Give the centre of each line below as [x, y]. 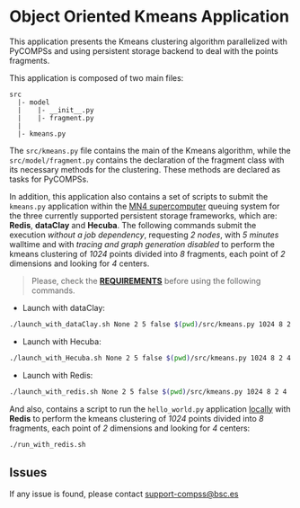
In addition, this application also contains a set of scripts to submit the [139, 196]
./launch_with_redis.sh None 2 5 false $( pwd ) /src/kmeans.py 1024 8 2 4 [148, 392]
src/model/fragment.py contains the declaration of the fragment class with [147, 160]
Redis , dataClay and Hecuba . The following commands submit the [133, 225]
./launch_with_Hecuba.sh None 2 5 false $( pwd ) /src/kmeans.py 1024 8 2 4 [150, 358]
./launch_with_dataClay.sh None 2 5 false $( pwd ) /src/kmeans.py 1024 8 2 [150, 324]
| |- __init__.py [56, 110]
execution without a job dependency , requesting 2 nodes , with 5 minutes [144, 235]
